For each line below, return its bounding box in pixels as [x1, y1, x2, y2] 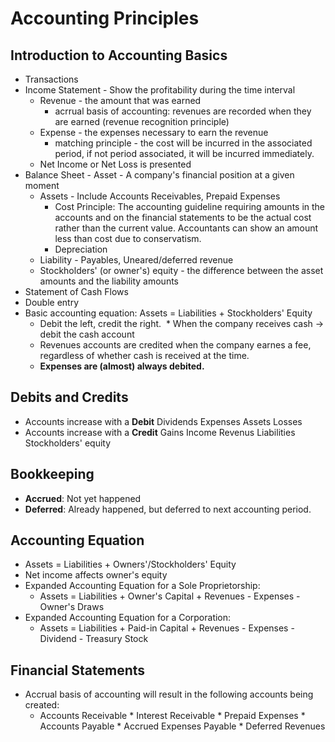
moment [24, 180, 60, 191]
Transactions [24, 73, 79, 85]
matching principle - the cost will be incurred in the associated [54, 137, 313, 149]
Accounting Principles [10, 7, 200, 30]
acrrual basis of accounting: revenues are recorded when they [54, 105, 312, 117]
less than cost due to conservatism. [54, 233, 202, 244]
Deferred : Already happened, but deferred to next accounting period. [24, 503, 312, 515]
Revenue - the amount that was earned [39, 95, 202, 106]
